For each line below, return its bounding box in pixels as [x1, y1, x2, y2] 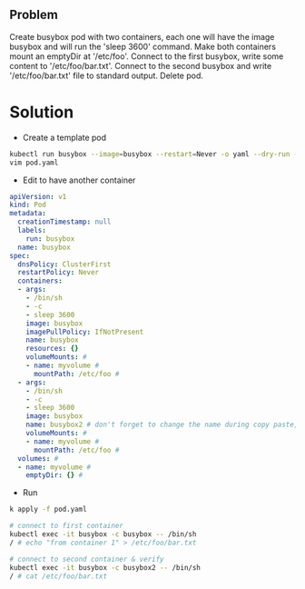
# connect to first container [9, 522, 124, 531]
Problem [9, 7, 59, 23]
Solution [9, 102, 74, 122]
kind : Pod [9, 200, 47, 210]
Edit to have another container [22, 175, 136, 185]
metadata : [9, 209, 47, 218]
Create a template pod [22, 132, 107, 143]
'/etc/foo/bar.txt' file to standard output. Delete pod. [9, 70, 204, 81]
